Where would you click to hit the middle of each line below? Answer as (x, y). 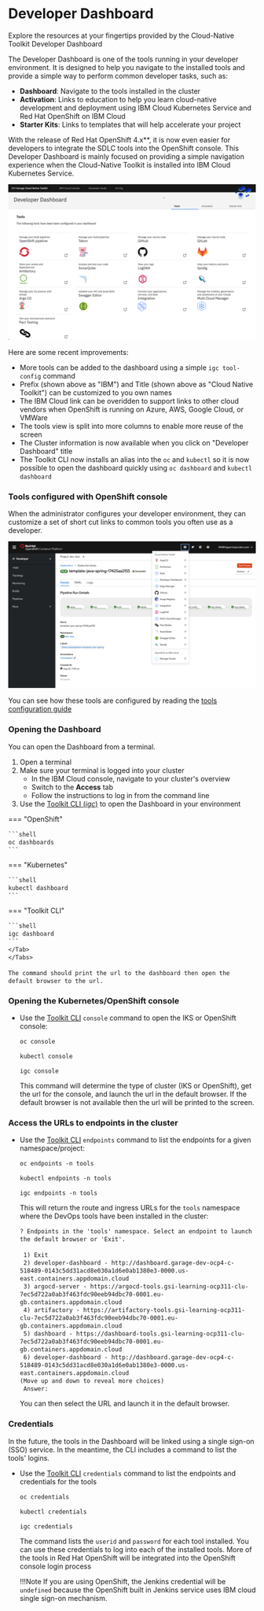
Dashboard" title (46, 451)
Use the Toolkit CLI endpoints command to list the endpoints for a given (135, 1140)
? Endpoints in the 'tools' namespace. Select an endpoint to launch (136, 1232)
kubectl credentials (53, 1512)
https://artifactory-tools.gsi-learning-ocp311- (164, 1310)
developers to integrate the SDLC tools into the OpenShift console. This (124, 148)
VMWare (34, 417)
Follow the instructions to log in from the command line (120, 795)
